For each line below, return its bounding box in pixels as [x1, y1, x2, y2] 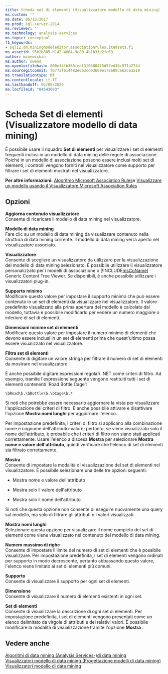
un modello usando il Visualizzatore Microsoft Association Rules [5, 183, 137, 189]
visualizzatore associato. [5, 242, 57, 248]
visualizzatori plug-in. [5, 278, 50, 284]
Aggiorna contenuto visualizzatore [5, 211, 79, 217]
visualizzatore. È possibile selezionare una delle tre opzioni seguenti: [5, 467, 147, 473]
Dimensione [5, 588, 31, 594]
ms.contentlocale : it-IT [5, 77, 57, 82]
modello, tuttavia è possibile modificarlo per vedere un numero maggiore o [5, 310, 159, 316]
